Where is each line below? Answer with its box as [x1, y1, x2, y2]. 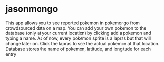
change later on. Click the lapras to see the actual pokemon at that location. [5, 40, 160, 46]
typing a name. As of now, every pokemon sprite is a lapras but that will [5, 35, 151, 41]
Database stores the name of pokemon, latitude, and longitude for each [5, 46, 151, 52]
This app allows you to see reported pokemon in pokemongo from [5, 20, 140, 26]
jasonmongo [5, 3, 58, 15]
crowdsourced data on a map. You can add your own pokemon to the [5, 25, 147, 31]
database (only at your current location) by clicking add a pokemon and [5, 30, 151, 36]
